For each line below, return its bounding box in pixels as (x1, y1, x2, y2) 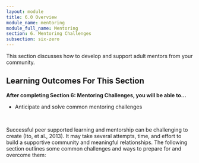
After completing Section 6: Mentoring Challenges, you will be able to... (6, 91, 187, 98)
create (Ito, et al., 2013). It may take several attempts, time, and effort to (6, 132, 182, 139)
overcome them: (6, 151, 46, 158)
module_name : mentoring (6, 20, 65, 25)
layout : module (6, 8, 44, 15)
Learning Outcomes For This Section (6, 76, 144, 86)
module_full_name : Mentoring (6, 25, 78, 31)
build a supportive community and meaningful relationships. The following (6, 139, 188, 146)
